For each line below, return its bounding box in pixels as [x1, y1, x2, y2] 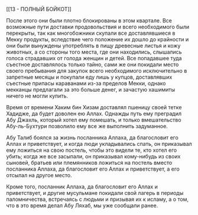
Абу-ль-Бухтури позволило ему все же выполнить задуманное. [6, 123, 168, 129]
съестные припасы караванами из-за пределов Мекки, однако [6, 80, 166, 87]
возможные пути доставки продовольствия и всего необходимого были [6, 24, 190, 30]
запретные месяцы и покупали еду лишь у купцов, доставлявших [6, 74, 173, 80]
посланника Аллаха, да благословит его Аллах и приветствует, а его [6, 165, 180, 172]
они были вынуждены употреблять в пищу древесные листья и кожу [6, 42, 181, 49]
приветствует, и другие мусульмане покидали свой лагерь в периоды [6, 190, 184, 196]
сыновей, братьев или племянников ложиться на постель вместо [6, 159, 173, 166]
